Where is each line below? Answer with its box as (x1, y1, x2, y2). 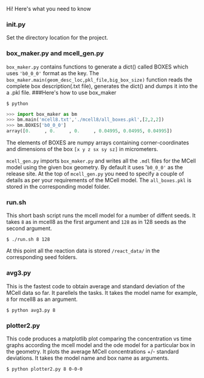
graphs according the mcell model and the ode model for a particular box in (6, 341, 195, 348)
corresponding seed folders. (6, 254, 78, 261)
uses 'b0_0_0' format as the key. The (6, 69, 99, 76)
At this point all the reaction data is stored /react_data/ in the (6, 247, 160, 254)
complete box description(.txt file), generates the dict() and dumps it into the (6, 82, 198, 90)
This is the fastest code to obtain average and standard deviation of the (6, 282, 185, 290)
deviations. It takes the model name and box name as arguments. (6, 354, 169, 362)
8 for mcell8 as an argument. (6, 295, 78, 303)
